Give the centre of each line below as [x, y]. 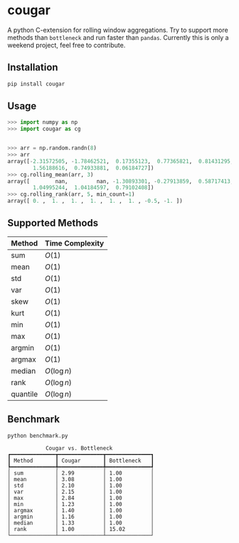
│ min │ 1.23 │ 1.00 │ [81, 504]
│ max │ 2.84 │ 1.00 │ [81, 498]
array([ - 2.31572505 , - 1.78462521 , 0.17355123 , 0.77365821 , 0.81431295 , [121, 161]
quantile [25, 394]
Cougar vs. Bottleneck [79, 448]
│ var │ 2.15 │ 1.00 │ [81, 492]
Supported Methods [53, 223]
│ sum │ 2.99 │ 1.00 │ [81, 473]
